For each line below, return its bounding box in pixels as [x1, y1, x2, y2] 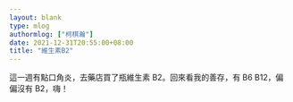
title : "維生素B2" [9, 47, 74, 55]
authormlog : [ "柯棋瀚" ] [9, 30, 94, 38]
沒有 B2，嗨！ [16, 83, 69, 94]
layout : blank [9, 13, 63, 22]
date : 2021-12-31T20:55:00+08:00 [9, 38, 134, 47]
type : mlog [9, 21, 50, 30]
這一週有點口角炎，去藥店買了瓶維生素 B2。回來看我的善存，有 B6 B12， [9, 72, 276, 83]
